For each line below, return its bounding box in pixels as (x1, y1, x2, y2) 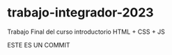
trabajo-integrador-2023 (7, 5, 155, 21)
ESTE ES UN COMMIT (7, 41, 70, 49)
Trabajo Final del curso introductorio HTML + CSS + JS (7, 27, 166, 36)
